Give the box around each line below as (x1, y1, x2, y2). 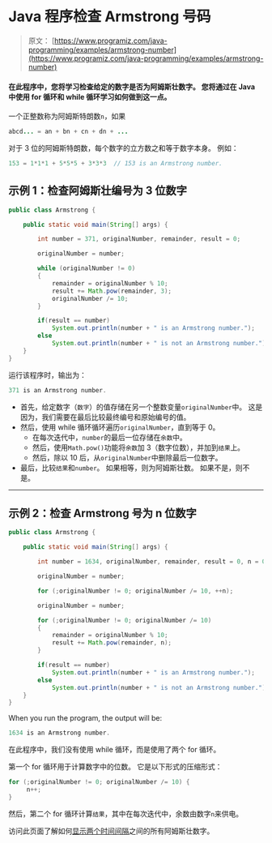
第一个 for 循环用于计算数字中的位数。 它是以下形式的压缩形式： (8, 762, 223, 772)
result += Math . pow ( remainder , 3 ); (51, 287, 172, 295)
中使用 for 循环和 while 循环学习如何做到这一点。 (8, 92, 172, 101)
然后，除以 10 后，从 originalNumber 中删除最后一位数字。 (32, 452, 223, 462)
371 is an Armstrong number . (8, 386, 107, 394)
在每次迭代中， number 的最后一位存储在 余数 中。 (32, 432, 188, 442)
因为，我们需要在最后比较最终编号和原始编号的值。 (19, 412, 191, 421)
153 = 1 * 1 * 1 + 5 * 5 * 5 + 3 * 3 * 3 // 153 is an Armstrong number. (8, 160, 223, 168)
